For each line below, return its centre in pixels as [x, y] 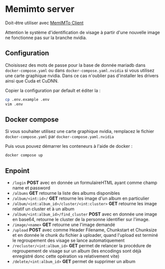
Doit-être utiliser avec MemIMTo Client [44, 23]
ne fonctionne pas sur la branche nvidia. [46, 38]
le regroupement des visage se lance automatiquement [68, 240]
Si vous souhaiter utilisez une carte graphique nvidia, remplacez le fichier [80, 132]
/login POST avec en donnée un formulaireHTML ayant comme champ [84, 182]
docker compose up [24, 155]
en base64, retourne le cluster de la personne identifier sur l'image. [81, 219]
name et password [31, 188]
